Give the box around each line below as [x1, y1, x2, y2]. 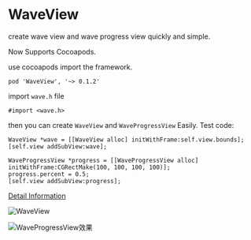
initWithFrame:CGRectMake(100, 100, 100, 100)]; [8, 163, 171, 171]
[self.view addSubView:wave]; [8, 142, 108, 151]
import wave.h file [8, 91, 65, 100]
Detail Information [8, 191, 66, 201]
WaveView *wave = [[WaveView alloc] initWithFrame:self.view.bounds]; [8, 136, 245, 144]
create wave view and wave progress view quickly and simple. [8, 32, 211, 41]
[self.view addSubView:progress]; [8, 177, 122, 185]
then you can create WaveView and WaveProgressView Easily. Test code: [8, 120, 234, 129]
